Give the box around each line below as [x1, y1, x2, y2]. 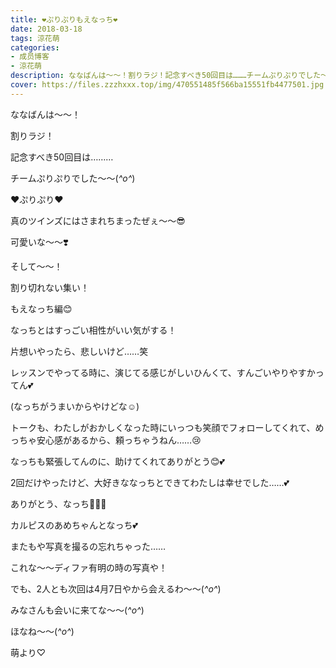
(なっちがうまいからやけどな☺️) [10, 400, 140, 412]
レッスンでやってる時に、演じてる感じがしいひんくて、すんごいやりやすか [10, 366, 316, 378]
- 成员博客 [10, 52, 50, 62]
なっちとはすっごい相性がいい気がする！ [10, 324, 177, 336]
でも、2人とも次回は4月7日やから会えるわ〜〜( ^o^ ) [10, 582, 222, 595]
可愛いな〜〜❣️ [10, 236, 69, 248]
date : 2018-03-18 [10, 24, 83, 34]
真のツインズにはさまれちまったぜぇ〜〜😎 [10, 214, 186, 226]
